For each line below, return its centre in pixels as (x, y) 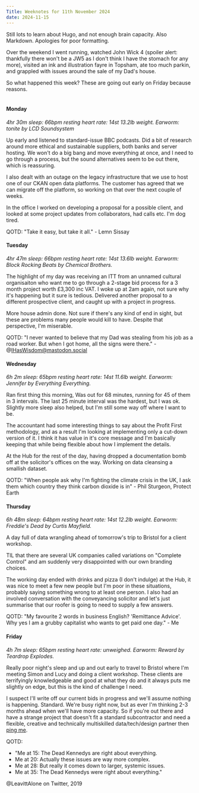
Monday (17, 109)
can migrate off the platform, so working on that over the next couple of (94, 189)
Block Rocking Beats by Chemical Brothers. (59, 265)
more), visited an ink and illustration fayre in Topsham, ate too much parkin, (98, 65)
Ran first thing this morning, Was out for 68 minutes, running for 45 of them (99, 395)
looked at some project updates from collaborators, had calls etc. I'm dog (96, 214)
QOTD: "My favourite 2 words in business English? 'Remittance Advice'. (94, 617)
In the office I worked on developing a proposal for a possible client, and (95, 207)
